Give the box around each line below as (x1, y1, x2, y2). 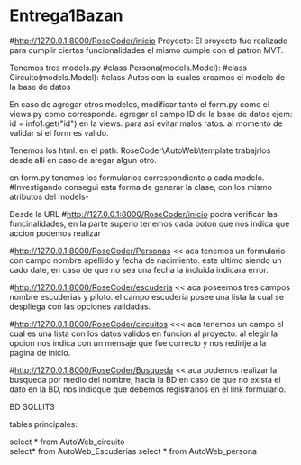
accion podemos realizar (9, 227, 102, 239)
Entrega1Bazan (9, 5, 123, 26)
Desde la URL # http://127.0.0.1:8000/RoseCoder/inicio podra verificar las (9, 208, 278, 219)
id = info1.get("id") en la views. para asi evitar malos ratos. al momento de (9, 118, 283, 129)
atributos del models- (9, 191, 89, 202)
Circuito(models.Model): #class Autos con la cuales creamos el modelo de (9, 71, 286, 82)
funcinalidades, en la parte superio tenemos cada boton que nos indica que (9, 218, 290, 229)
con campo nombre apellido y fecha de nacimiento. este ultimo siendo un (9, 254, 282, 266)
